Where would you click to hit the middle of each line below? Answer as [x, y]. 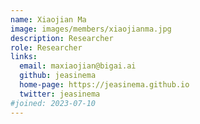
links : [24, 57]
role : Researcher [46, 47]
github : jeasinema [58, 76]
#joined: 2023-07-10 [53, 103]
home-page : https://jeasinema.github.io [104, 85]
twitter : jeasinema [60, 94]
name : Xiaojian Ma [48, 19]
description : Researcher [62, 38]
